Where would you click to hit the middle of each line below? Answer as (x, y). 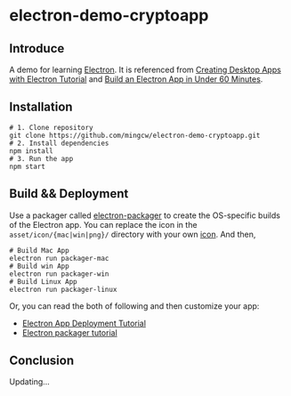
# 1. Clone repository (51, 127)
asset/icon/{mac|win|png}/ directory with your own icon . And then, (133, 234)
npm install (31, 151)
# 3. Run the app (41, 158)
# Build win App (39, 266)
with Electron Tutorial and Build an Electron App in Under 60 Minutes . (136, 79)
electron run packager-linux (63, 289)
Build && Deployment (69, 194)
